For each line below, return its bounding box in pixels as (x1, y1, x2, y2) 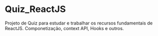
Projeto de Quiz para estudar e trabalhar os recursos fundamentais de (5, 20, 153, 26)
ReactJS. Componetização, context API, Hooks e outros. (5, 25, 124, 31)
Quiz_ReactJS (5, 3, 66, 15)
